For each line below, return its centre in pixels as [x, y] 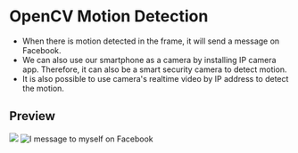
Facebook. [41, 50]
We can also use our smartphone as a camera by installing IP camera [149, 60]
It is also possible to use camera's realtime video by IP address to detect [155, 78]
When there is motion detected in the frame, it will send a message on [151, 41]
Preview [33, 116]
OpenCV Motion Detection [109, 16]
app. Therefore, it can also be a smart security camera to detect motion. [154, 69]
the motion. [43, 88]
